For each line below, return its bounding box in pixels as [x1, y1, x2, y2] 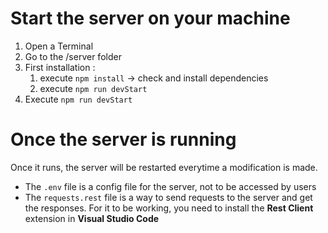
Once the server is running [10, 128, 237, 151]
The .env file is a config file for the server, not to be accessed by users [24, 180, 317, 192]
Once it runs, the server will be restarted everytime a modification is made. [10, 161, 318, 173]
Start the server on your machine [10, 7, 291, 30]
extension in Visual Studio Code [24, 212, 160, 224]
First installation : [24, 61, 96, 73]
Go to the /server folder [24, 50, 122, 62]
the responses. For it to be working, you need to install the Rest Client [24, 202, 314, 214]
